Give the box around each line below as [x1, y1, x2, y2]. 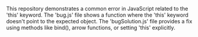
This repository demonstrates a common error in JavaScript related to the [6, 5, 188, 12]
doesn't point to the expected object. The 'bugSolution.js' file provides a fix [6, 18, 193, 24]
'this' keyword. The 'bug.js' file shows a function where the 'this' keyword [6, 11, 189, 18]
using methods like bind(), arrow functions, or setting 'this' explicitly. [6, 24, 176, 31]
